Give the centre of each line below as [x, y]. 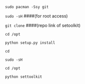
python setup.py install [30, 43]
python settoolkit [24, 77]
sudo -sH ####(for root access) [36, 16]
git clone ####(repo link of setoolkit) [43, 25]
